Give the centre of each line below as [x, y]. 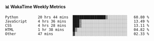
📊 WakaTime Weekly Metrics [35, 7]
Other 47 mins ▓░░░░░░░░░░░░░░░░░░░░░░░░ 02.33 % [77, 34]
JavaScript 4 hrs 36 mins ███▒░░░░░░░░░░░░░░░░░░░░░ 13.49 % [77, 21]
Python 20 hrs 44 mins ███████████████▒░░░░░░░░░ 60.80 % [77, 17]
